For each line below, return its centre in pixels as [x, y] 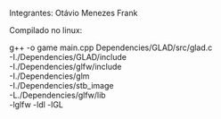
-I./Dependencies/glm [49, 76]
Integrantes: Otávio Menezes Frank [74, 13]
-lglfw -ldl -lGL [37, 105]
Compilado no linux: [46, 30]
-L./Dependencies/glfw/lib [57, 95]
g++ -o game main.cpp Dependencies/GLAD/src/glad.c [111, 47]
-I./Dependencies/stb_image [61, 85]
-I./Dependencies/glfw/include [65, 67]
